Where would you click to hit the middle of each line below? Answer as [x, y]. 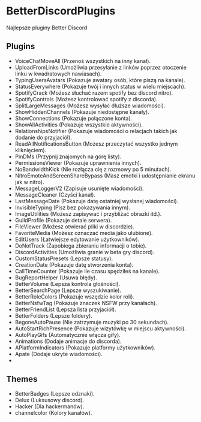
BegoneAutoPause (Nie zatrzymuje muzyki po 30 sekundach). [92, 322]
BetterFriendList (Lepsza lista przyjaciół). [65, 309]
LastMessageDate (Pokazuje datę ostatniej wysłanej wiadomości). [97, 201]
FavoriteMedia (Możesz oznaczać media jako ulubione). [84, 233]
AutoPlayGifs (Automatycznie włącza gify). [68, 334]
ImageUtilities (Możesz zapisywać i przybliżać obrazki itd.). [88, 213]
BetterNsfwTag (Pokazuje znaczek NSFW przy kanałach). [86, 303]
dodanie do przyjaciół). [43, 137]
